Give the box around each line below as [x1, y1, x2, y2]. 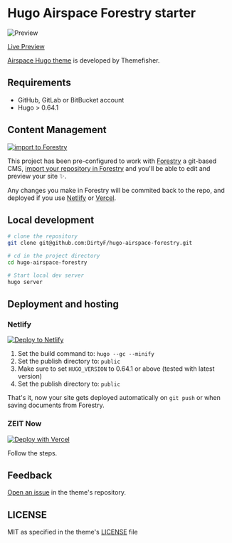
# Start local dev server [7, 272, 84, 279]
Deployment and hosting [7, 298, 120, 310]
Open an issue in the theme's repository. [7, 488, 127, 497]
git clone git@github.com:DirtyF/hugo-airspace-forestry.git [7, 240, 193, 247]
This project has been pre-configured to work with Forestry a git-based [7, 157, 217, 165]
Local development [7, 213, 95, 226]
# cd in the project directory [7, 253, 100, 260]
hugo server [7, 278, 43, 285]
